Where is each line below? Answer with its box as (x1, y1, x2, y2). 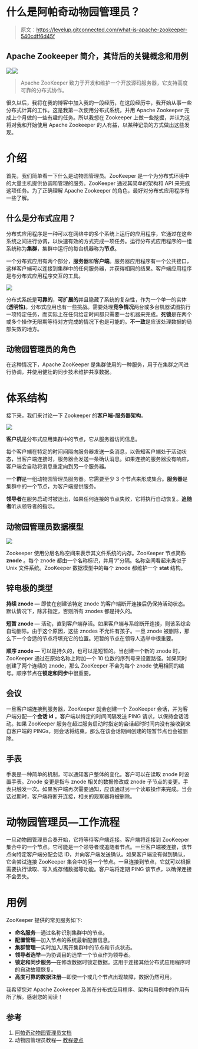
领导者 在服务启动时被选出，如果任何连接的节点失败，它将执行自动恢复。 (6, 496, 181, 503)
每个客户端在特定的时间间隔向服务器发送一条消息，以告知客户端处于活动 (6, 448, 181, 455)
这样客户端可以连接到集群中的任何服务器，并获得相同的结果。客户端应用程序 (6, 265, 192, 272)
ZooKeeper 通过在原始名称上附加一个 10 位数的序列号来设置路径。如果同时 (6, 654, 187, 662)
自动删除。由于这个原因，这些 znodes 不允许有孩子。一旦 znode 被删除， (6, 627, 184, 634)
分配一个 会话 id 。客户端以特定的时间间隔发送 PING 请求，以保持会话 (16, 712, 184, 719)
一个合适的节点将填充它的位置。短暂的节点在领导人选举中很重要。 (16, 634, 177, 641)
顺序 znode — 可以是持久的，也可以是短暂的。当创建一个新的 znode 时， (6, 647, 184, 654)
